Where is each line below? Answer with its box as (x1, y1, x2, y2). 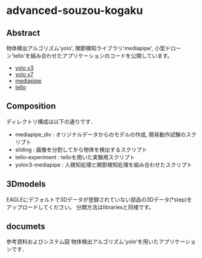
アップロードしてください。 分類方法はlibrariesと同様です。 (6, 203, 154, 211)
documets (6, 222, 45, 232)
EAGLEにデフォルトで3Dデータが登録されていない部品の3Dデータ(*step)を (6, 196, 192, 203)
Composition (6, 101, 56, 111)
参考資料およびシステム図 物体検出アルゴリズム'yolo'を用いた (6, 238, 159, 245)
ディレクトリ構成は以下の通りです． (6, 117, 96, 125)
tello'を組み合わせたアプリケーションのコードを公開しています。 (13, 52, 173, 59)
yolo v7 (15, 71, 34, 78)
